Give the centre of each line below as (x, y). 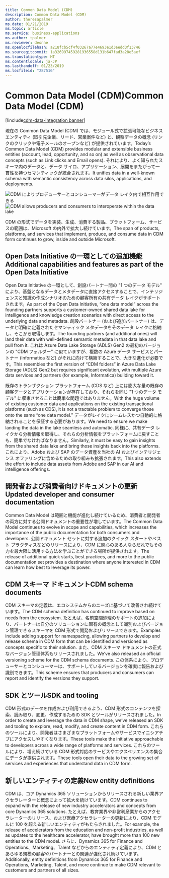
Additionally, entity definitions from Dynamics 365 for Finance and (74, 859)
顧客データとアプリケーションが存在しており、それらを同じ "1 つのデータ (81, 392)
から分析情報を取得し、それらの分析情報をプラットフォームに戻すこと (87, 434)
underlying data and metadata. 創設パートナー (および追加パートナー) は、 (82, 321)
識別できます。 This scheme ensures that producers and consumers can (80, 673)
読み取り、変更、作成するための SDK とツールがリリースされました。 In (88, 715)
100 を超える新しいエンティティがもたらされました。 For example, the (87, 824)
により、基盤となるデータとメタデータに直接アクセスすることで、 (73, 291)
